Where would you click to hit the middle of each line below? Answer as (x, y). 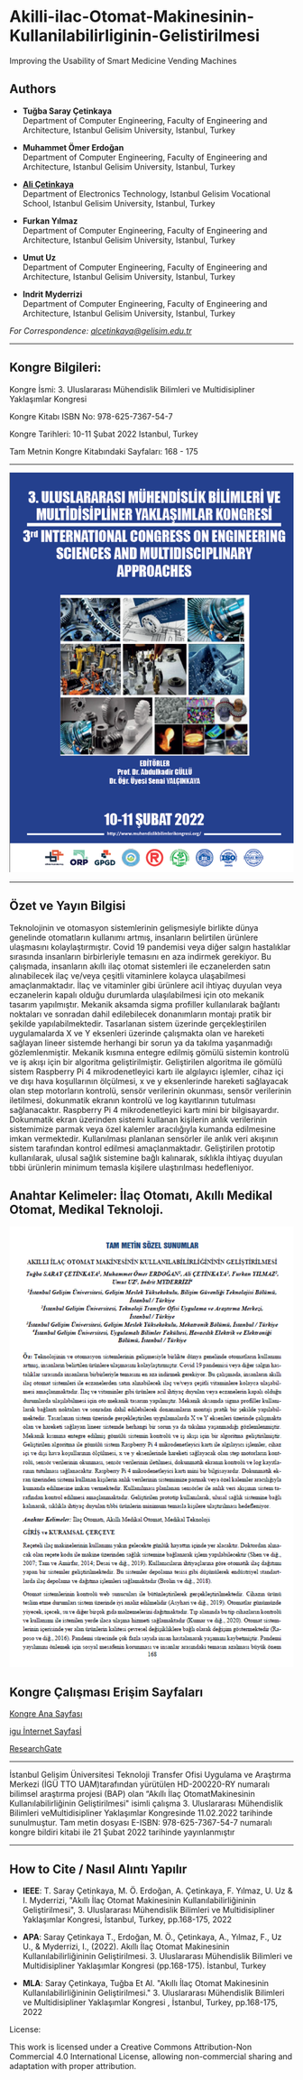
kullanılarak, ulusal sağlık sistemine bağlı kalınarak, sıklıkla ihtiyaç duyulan (146, 1157)
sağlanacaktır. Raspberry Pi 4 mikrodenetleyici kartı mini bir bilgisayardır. (144, 1109)
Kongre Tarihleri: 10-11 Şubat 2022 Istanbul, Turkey (104, 434)
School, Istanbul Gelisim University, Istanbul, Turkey (119, 203)
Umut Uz (39, 257)
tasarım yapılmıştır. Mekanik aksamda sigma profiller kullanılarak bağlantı (145, 1004)
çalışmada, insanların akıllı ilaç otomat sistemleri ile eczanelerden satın (140, 966)
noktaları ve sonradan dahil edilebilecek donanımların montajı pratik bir (141, 1014)
